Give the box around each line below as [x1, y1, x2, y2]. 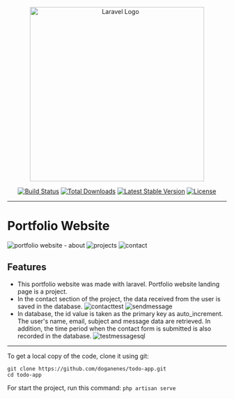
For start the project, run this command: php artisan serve [7, 384, 176, 392]
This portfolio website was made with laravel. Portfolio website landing [17, 280, 220, 288]
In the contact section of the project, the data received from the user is [17, 294, 221, 303]
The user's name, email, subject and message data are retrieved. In [17, 317, 211, 325]
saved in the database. [17, 302, 83, 310]
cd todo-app [7, 371, 42, 378]
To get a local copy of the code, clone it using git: [7, 352, 150, 360]
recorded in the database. [17, 331, 92, 340]
